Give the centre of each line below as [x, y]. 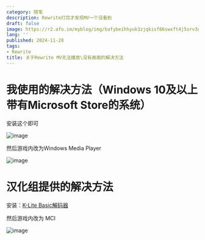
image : [15, 29]
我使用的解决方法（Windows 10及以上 [102, 90]
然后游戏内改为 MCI [31, 218]
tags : [13, 47]
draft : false [23, 23]
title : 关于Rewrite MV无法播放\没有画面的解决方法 [65, 58]
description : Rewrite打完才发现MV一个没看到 [59, 18]
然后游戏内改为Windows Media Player [54, 148]
